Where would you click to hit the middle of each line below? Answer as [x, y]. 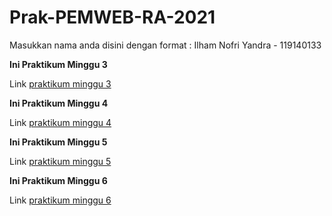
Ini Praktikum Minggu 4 [59, 103]
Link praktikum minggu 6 [60, 200]
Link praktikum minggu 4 [60, 122]
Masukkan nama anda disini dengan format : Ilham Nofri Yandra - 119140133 [165, 45]
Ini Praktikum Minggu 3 [58, 64]
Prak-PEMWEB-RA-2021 [112, 17]
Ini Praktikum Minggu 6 [58, 180]
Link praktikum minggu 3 [60, 83]
